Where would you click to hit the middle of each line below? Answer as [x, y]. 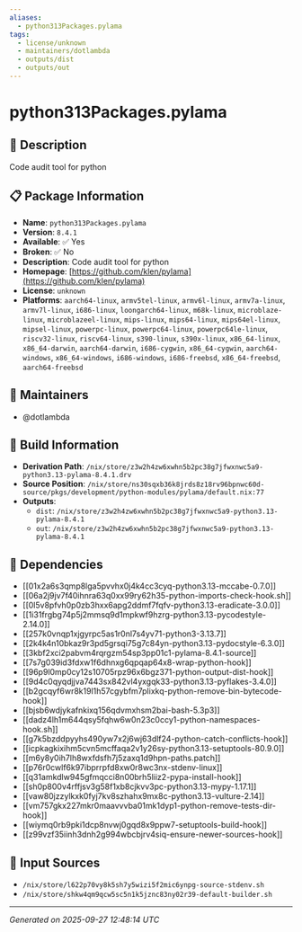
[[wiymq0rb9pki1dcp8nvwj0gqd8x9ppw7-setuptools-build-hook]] [145, 825]
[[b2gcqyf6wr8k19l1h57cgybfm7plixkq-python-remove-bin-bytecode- [152, 691]
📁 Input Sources [55, 862]
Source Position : [53, 484]
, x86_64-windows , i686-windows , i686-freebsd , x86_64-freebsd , [166, 357]
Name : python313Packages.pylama [84, 222]
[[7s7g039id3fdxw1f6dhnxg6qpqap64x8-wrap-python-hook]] [137, 662]
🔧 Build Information [64, 444]
